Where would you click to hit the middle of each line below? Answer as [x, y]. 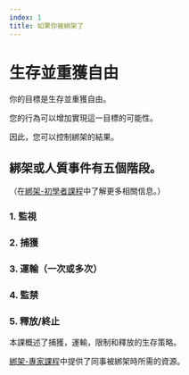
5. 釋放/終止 [35, 321]
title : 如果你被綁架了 [47, 26]
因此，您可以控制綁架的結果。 [64, 137]
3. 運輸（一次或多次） [56, 269]
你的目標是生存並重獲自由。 [60, 99]
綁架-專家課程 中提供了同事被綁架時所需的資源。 [97, 362]
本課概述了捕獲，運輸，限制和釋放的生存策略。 [95, 342]
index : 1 [25, 17]
